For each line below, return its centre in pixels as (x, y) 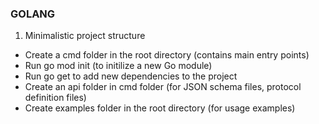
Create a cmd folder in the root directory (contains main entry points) (167, 55)
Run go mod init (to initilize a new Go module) (118, 66)
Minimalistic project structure (85, 36)
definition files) (55, 98)
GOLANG (33, 14)
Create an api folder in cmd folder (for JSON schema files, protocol (163, 87)
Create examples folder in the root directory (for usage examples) (160, 108)
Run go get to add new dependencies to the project (131, 76)
